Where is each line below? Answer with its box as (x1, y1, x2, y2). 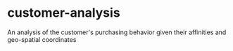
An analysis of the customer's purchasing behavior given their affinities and (7, 28, 227, 36)
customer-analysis (7, 5, 121, 21)
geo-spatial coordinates (7, 35, 77, 43)
